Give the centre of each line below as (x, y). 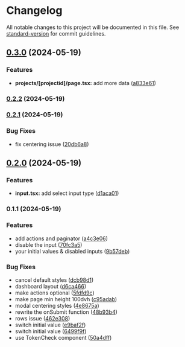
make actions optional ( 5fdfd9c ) (55, 293)
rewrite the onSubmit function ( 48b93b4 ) (66, 312)
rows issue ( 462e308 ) (42, 318)
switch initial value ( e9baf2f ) (50, 325)
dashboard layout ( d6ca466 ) (50, 286)
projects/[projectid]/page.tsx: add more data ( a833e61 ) (86, 83)
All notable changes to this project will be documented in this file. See (93, 27)
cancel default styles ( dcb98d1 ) (54, 280)
